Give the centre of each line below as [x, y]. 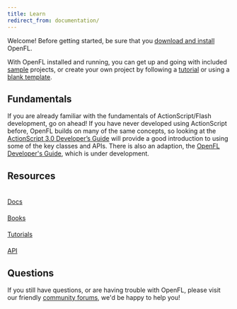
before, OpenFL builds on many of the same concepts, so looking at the [112, 131]
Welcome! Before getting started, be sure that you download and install [111, 40]
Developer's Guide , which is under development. [79, 153]
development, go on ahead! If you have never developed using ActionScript [117, 124]
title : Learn [27, 14]
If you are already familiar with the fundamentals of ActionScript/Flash [109, 116]
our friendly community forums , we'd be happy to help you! [94, 297]
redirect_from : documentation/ [53, 21]
